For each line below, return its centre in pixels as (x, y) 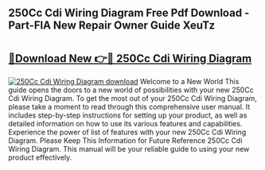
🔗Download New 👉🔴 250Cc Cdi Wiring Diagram (130, 58)
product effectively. (40, 157)
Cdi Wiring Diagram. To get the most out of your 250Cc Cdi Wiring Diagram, (132, 98)
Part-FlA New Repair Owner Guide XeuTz (112, 26)
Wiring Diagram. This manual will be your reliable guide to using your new (129, 149)
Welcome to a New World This (189, 81)
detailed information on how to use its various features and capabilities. (125, 124)
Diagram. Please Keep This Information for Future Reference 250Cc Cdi (125, 141)
